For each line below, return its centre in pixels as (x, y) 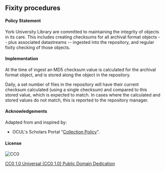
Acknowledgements (26, 111)
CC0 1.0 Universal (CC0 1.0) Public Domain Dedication (60, 164)
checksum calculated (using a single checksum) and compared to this (76, 89)
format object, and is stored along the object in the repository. (68, 75)
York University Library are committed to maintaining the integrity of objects (82, 32)
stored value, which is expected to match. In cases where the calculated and (83, 95)
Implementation (22, 59)
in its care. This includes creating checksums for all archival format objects (81, 37)
